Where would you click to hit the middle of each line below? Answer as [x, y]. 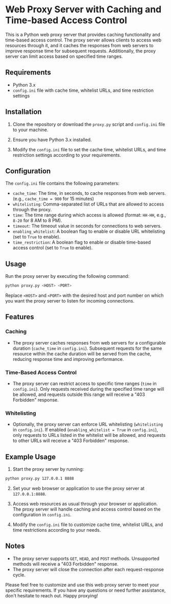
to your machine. [30, 130]
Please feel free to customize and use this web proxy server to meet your [82, 585]
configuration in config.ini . [42, 515]
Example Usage [31, 457]
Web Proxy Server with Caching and [83, 9]
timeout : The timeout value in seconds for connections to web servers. [87, 226]
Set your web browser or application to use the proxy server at [78, 489]
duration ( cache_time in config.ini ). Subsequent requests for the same [87, 348]
